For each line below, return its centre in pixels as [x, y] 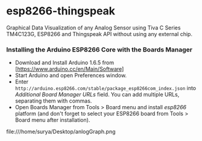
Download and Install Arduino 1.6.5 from [65, 63]
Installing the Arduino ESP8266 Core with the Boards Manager [99, 49]
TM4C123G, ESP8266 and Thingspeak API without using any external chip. [99, 34]
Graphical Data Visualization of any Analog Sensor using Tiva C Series [93, 28]
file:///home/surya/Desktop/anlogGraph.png [61, 132]
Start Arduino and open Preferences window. [71, 76]
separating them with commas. [53, 101]
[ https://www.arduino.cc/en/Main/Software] [69, 69]
